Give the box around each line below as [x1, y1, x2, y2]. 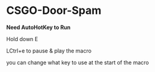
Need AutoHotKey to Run [6, 24, 71, 31]
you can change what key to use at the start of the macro [6, 59, 150, 66]
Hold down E [6, 35, 38, 42]
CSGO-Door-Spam [6, 4, 102, 18]
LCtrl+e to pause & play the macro [6, 47, 92, 54]
